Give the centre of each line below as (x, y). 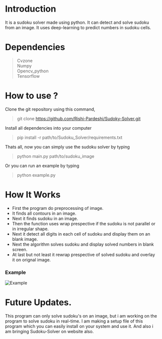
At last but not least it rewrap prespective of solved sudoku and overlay (83, 254)
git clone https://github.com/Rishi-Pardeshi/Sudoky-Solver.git (79, 119)
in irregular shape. (30, 229)
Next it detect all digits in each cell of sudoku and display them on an (81, 234)
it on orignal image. (31, 260)
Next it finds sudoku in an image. (45, 218)
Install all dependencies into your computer (48, 128)
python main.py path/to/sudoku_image (56, 156)
